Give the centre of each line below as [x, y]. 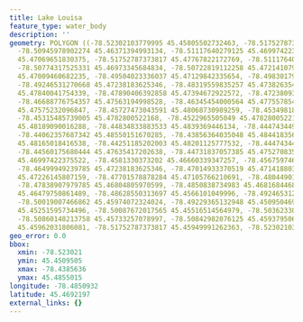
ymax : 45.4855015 [50, 278]
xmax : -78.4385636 [52, 270]
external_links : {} [46, 303]
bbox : [19, 244]
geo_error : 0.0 [38, 235]
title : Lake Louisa [46, 18]
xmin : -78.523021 [50, 253]
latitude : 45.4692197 [50, 294]
